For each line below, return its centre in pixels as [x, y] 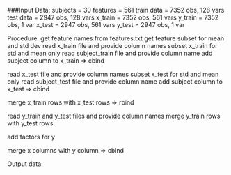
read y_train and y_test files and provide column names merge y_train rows [114, 116]
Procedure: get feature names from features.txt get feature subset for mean [116, 38]
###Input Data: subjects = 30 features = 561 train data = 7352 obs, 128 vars [116, 10]
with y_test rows [30, 123]
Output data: [25, 164]
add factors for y [31, 137]
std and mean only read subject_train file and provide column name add [110, 53]
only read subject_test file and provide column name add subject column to [115, 82]
